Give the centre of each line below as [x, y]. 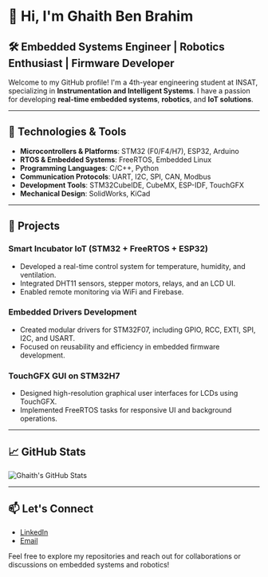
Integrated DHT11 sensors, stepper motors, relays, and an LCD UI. [128, 283]
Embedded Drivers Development [73, 312]
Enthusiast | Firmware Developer [91, 63]
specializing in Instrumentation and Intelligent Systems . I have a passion [129, 91]
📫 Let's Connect [51, 509]
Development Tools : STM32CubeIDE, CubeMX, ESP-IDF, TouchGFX [132, 185]
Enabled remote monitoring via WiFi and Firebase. [102, 291]
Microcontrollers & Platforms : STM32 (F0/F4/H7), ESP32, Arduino [129, 151]
